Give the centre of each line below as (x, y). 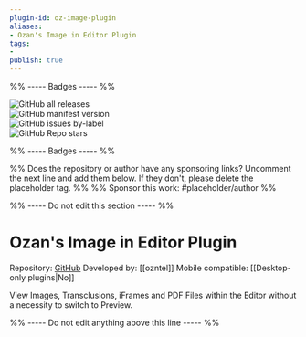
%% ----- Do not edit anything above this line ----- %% (115, 322)
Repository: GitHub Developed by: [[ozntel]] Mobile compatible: (129, 268)
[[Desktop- (270, 268)
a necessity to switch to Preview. (71, 305)
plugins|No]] (51, 277)
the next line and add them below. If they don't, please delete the (132, 178)
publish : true (37, 60)
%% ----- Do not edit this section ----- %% (92, 205)
